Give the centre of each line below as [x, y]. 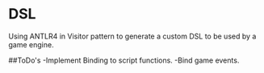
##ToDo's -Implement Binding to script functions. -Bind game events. [124, 60]
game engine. [31, 44]
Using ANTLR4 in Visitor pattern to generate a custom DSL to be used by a [132, 36]
